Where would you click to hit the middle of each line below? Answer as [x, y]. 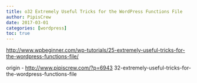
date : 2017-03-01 [27, 22]
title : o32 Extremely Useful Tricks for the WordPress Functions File [94, 11]
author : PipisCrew [29, 17]
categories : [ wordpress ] [36, 28]
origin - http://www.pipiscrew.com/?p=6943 [59, 68]
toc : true [18, 34]
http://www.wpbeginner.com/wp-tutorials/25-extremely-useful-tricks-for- [96, 50]
